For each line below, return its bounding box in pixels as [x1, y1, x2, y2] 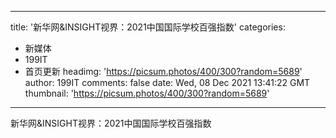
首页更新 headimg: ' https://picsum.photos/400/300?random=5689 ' [24, 66, 303, 77]
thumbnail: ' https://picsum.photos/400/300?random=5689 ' [24, 87, 270, 99]
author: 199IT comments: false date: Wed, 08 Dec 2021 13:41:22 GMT [24, 77, 311, 88]
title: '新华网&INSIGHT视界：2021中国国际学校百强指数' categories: [10, 21, 286, 33]
